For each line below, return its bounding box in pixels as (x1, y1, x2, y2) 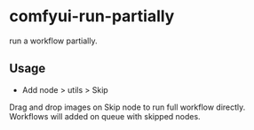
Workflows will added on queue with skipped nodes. (9, 111, 202, 121)
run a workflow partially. (9, 35, 98, 46)
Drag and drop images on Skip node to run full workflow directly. (9, 102, 246, 112)
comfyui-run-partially (9, 6, 175, 27)
